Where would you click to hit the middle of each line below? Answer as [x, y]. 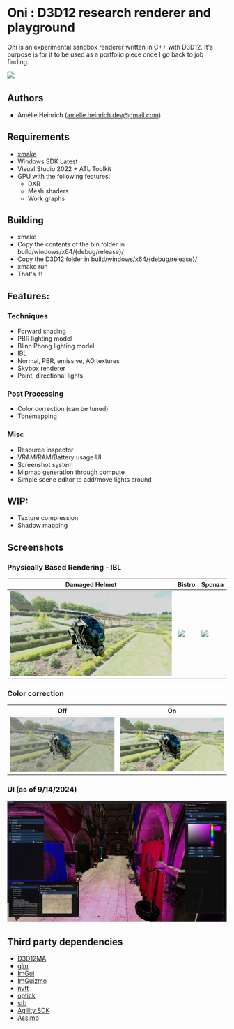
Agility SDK [33, 1011]
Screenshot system [45, 464]
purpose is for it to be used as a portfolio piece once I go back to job [106, 54]
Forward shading [41, 331]
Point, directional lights [50, 376]
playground [41, 28]
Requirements [38, 137]
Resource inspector [45, 450]
